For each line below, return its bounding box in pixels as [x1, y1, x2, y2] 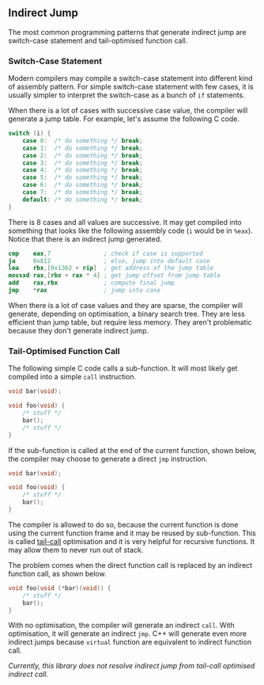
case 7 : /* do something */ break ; [22, 188, 144, 196]
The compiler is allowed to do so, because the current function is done [8, 519, 239, 529]
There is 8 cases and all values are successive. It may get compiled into [8, 217, 243, 226]
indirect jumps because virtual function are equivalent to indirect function [8, 637, 251, 647]
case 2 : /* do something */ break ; [22, 151, 144, 159]
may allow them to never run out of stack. [8, 545, 144, 554]
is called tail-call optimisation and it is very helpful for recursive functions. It [8, 536, 255, 546]
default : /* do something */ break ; [22, 196, 144, 204]
